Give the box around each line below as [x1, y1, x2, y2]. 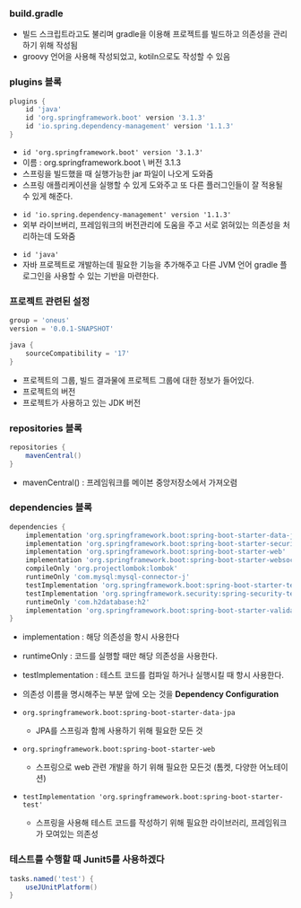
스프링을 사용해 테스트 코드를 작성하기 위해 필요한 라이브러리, [35, 817, 249, 828]
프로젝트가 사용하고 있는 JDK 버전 [21, 397, 142, 408]
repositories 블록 [9, 421, 82, 434]
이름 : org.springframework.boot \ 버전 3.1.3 [21, 156, 182, 168]
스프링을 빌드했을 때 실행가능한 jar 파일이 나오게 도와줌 [21, 168, 214, 179]
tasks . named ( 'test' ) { [9, 874, 94, 883]
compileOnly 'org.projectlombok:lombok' [25, 564, 178, 573]
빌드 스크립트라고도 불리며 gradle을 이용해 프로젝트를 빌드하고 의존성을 [21, 29, 271, 40]
